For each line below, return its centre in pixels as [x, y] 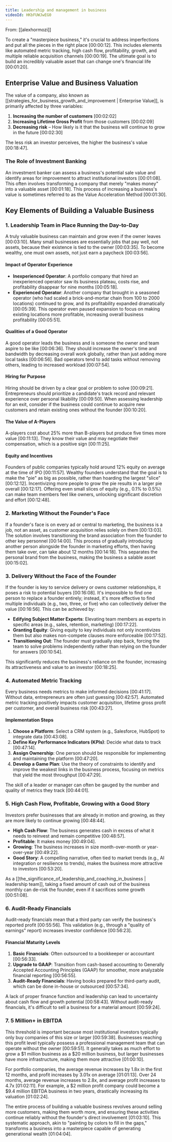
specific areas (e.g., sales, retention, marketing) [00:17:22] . [75, 624]
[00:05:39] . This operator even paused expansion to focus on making [86, 309]
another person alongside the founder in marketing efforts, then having [80, 546]
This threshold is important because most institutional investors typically [82, 1032]
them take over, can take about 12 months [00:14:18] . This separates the [81, 552]
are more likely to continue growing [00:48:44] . [55, 820]
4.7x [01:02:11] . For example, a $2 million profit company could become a [83, 1085]
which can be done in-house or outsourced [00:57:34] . [71, 986]
